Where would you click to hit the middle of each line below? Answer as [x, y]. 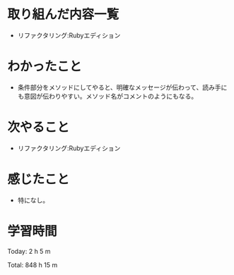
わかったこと [45, 67]
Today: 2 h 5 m [29, 251]
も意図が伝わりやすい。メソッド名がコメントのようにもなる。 [107, 96]
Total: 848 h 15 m [33, 264]
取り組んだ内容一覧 [63, 14]
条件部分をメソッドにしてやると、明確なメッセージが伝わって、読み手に [122, 87]
